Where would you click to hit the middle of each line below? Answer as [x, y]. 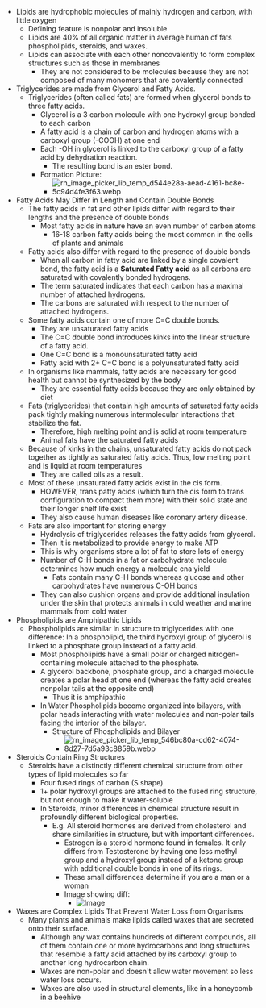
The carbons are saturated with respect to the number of [135, 303]
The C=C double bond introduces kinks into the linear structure [145, 337]
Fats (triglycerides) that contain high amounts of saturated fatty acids [143, 406]
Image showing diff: [97, 894]
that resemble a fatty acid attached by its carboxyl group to [139, 954]
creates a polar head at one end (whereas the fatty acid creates [146, 680]
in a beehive [60, 997]
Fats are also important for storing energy [97, 526]
